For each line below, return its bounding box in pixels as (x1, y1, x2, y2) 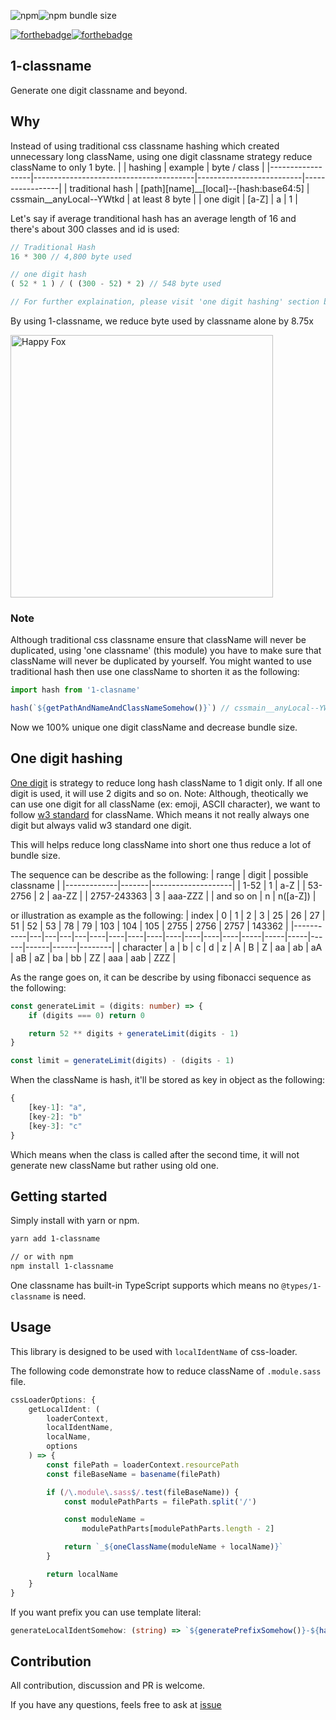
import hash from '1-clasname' (10, 685, 141, 695)
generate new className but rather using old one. (10, 1159, 219, 1171)
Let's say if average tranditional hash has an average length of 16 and (10, 212, 297, 224)
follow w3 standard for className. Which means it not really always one (10, 808, 310, 820)
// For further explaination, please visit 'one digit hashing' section (10, 297, 320, 307)
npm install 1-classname (10, 1261, 114, 1272)
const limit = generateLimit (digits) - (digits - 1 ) (10, 1056, 235, 1066)
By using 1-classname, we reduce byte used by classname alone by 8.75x (10, 315, 314, 327)
